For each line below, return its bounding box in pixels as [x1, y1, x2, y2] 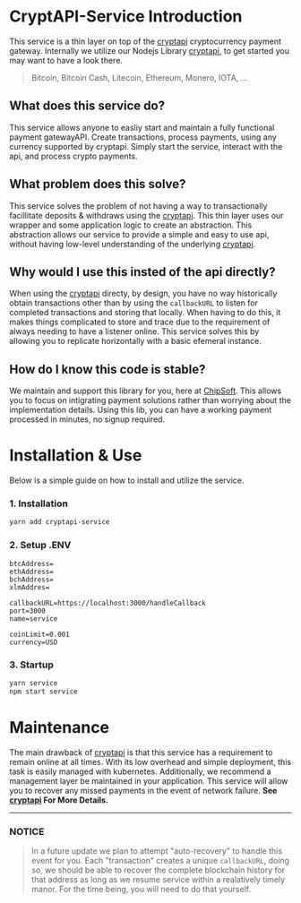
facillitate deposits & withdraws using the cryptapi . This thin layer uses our [9, 210, 284, 220]
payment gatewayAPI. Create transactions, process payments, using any [9, 132, 278, 142]
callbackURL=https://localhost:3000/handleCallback [9, 598, 206, 607]
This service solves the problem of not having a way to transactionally [9, 200, 268, 211]
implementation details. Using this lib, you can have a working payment [9, 405, 272, 416]
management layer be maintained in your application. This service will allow [9, 775, 288, 786]
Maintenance [9, 717, 110, 737]
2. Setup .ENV [9, 539, 72, 552]
